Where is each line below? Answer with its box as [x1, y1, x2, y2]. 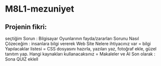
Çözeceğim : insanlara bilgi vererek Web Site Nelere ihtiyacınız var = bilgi [5, 41, 151, 47]
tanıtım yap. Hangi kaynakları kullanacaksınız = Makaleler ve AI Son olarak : [5, 51, 156, 57]
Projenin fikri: [5, 23, 47, 31]
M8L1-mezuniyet [5, 3, 74, 15]
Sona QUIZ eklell [5, 56, 39, 62]
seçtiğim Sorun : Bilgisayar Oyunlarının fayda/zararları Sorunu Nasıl [5, 35, 139, 41]
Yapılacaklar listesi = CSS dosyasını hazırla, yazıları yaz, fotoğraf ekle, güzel [5, 46, 157, 51]
